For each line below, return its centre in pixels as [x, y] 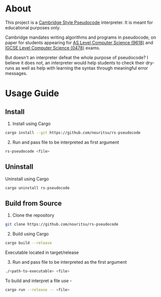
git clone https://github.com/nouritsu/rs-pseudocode [62, 224]
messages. [16, 73]
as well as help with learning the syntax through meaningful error [82, 68]
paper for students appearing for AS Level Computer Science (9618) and [79, 42]
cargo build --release [28, 243]
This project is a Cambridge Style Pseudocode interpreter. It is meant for [79, 22]
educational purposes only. [33, 27]
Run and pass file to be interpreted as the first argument [70, 262]
